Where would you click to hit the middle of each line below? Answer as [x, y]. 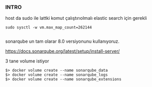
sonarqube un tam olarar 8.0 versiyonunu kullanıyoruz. [62, 41]
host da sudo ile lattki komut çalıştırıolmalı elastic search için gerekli [76, 18]
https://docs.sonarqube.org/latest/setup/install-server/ [63, 51]
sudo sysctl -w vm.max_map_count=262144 [49, 27]
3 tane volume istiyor [27, 61]
